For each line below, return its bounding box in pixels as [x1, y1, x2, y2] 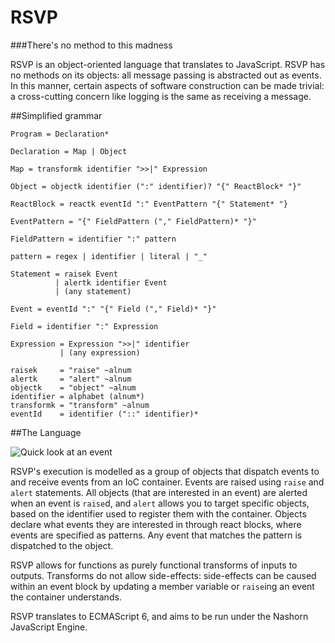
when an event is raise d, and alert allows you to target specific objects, [10, 497, 310, 509]
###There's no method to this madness [10, 39, 173, 51]
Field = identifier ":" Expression [10, 321, 159, 331]
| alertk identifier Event [54, 277, 168, 288]
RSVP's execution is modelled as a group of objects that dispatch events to [10, 465, 320, 477]
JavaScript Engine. [10, 621, 88, 633]
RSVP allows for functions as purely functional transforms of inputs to [10, 559, 298, 571]
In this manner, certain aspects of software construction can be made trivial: [10, 79, 325, 91]
